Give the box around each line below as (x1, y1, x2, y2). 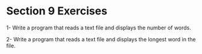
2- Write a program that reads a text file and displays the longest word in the (6, 35, 196, 43)
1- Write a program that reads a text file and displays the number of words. (6, 24, 192, 31)
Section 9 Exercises (6, 4, 107, 18)
